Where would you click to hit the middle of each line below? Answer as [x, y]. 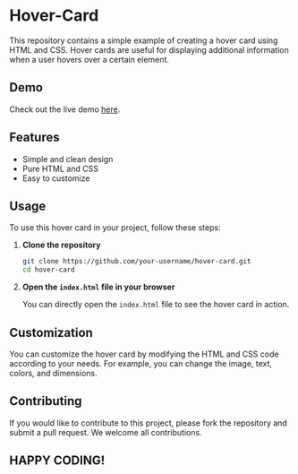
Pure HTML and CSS [60, 168]
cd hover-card [48, 270]
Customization [51, 332]
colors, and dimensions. [53, 373]
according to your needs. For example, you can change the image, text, [141, 363]
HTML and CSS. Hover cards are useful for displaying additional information [149, 49]
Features [34, 138]
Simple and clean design [68, 159]
